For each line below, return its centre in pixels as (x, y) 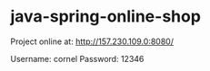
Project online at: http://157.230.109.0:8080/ (92, 41)
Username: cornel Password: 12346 (77, 58)
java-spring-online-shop (105, 17)
